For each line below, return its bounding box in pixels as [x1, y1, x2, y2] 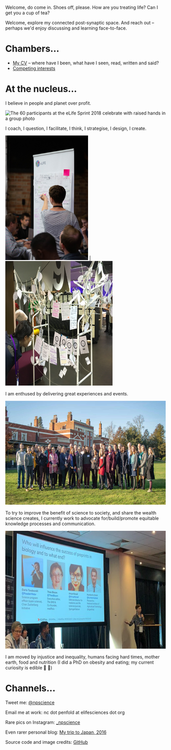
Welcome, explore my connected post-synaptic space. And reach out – [5, 20, 154, 26]
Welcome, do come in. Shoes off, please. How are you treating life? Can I [5, 5, 158, 10]
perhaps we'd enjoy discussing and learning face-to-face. [5, 25, 127, 31]
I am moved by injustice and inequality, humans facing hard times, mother [5, 653, 160, 660]
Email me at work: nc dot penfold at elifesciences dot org [5, 709, 125, 715]
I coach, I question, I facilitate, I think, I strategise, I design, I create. [5, 125, 147, 131]
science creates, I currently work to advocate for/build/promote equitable [5, 515, 159, 521]
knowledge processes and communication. [5, 521, 96, 527]
